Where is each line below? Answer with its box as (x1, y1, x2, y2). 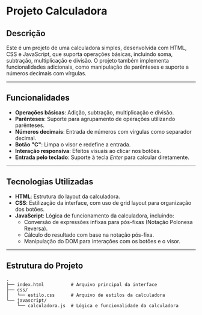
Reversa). (23, 225, 48, 232)
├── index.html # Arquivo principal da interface (6, 282, 158, 288)
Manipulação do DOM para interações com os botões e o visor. (23, 237, 180, 245)
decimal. (14, 134, 37, 142)
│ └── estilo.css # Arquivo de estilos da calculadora (6, 292, 165, 299)
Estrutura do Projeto (6, 261, 84, 271)
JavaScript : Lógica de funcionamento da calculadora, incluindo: (14, 212, 174, 219)
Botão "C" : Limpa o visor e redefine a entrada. (14, 140, 131, 148)
